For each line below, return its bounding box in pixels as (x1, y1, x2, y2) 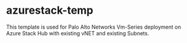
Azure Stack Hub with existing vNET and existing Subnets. (6, 29, 149, 36)
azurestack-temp (6, 4, 93, 17)
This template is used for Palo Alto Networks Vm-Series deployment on (6, 23, 182, 30)
